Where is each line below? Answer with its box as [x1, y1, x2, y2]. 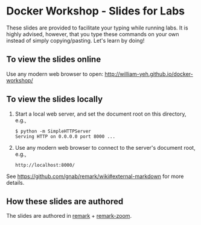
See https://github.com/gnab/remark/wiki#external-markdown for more [6, 173, 184, 180]
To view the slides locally [6, 94, 103, 105]
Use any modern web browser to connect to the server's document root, [14, 144, 196, 151]
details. [6, 179, 25, 186]
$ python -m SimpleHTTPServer [14, 128, 92, 134]
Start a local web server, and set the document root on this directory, [14, 110, 187, 117]
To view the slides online [6, 54, 101, 64]
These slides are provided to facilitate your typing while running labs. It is [6, 24, 188, 31]
